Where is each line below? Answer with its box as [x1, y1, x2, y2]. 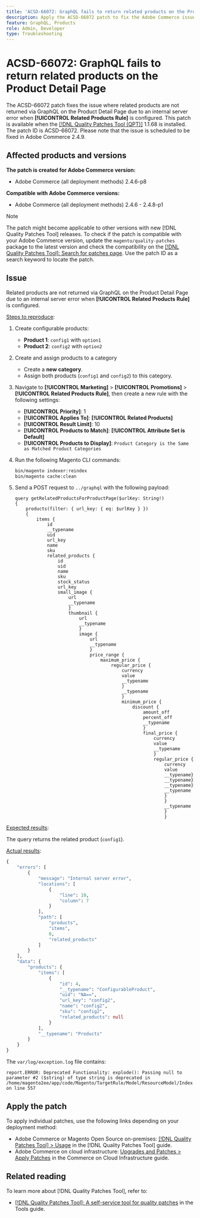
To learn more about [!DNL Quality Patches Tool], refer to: [6, 1187, 148, 1194]
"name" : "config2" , [59, 1003, 108, 1009]
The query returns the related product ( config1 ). [6, 836, 125, 843]
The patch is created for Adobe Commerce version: [6, 166, 136, 173]
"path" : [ [37, 915, 62, 921]
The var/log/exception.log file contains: [6, 1058, 107, 1065]
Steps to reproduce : [6, 313, 55, 320]
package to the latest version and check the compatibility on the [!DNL [6, 243, 180, 250]
